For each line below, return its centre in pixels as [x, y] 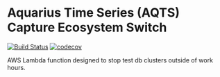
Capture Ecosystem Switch [87, 27]
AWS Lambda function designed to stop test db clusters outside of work [110, 60]
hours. [16, 67]
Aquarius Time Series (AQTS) [94, 13]
